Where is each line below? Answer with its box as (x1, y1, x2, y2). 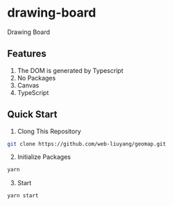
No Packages (17, 74, 56, 82)
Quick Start (7, 109, 58, 121)
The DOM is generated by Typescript (17, 66, 124, 74)
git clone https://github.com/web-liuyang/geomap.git (7, 140, 167, 147)
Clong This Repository (17, 127, 81, 135)
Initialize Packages (17, 153, 71, 161)
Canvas (17, 81, 40, 89)
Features (7, 48, 47, 60)
